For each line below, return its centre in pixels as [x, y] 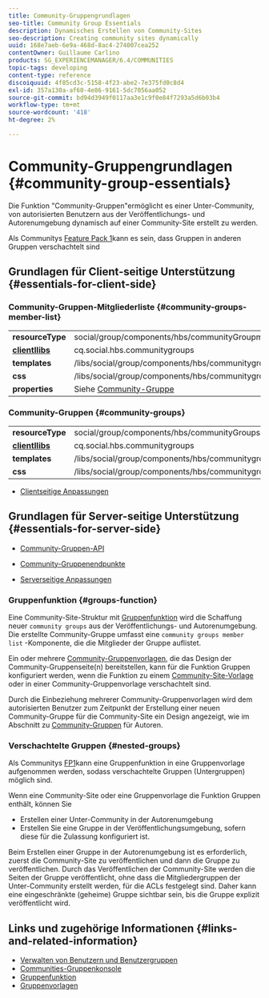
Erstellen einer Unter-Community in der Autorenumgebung [116, 820]
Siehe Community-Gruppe [124, 389]
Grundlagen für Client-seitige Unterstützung [122, 272]
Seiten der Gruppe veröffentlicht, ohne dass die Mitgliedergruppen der [124, 878]
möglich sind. [30, 780]
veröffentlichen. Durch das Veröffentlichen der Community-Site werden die [132, 869]
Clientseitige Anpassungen [64, 491]
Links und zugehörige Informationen [101, 928]
